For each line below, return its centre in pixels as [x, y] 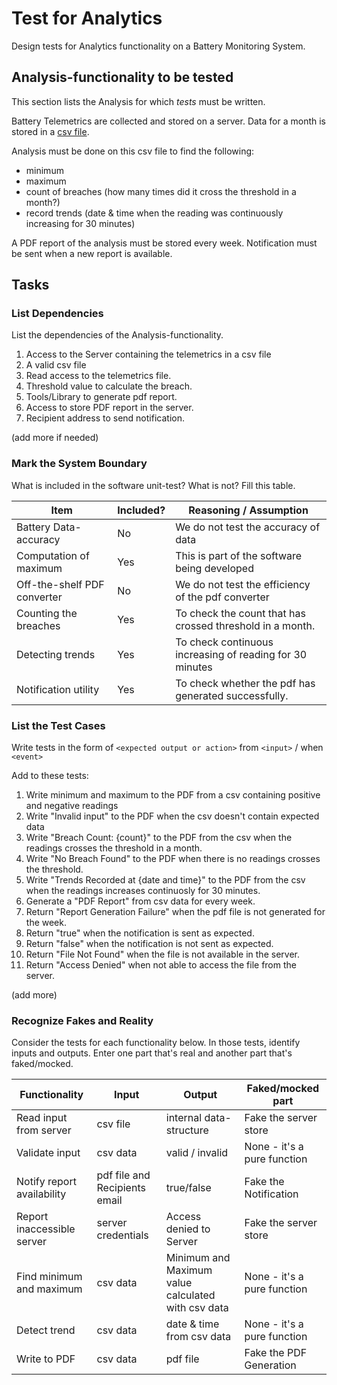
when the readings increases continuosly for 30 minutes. [143, 891]
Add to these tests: [50, 776]
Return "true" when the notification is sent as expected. [140, 933]
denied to [188, 1229]
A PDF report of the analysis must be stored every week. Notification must [164, 243]
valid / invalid [197, 1153]
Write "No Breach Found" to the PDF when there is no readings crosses [173, 859]
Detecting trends [56, 654]
